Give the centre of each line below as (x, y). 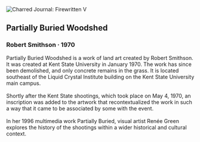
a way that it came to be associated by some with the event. (80, 108)
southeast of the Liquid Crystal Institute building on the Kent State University (100, 77)
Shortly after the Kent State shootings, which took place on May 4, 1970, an (99, 96)
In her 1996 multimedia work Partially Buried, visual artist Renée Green (93, 121)
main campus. (24, 83)
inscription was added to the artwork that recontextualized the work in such (99, 102)
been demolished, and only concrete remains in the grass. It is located (93, 70)
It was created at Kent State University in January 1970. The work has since (99, 64)
